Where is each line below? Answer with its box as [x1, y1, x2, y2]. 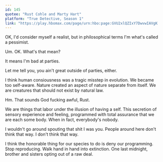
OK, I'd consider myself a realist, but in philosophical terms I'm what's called [5, 34, 158, 40]
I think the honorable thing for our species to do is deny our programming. [5, 141, 154, 147]
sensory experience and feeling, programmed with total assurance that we [5, 112, 155, 118]
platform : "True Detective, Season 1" [5, 16, 84, 21]
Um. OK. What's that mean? [5, 49, 61, 55]
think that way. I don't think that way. [5, 131, 79, 137]
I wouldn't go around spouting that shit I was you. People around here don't [5, 126, 157, 132]
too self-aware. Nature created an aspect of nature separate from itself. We [5, 82, 156, 88]
